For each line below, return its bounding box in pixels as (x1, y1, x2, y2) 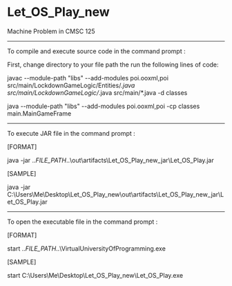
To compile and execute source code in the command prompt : (7, 46, 186, 55)
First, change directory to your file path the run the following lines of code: (7, 60, 219, 69)
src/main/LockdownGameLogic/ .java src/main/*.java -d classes (7, 88, 188, 97)
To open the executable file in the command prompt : (7, 217, 158, 226)
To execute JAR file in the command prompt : (7, 129, 136, 137)
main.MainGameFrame (7, 109, 72, 118)
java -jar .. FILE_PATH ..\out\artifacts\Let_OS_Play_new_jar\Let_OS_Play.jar (7, 156, 214, 164)
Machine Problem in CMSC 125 (7, 27, 95, 35)
